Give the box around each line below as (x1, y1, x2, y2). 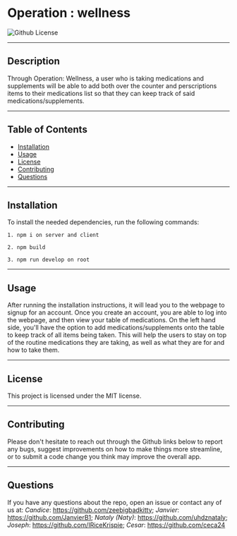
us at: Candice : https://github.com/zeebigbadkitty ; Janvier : (7, 506, 180, 514)
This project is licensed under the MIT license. (7, 391, 142, 400)
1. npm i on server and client (7, 231, 99, 239)
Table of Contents (7, 123, 88, 135)
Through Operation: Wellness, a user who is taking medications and (7, 74, 205, 83)
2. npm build (7, 244, 46, 251)
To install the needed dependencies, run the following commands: (7, 218, 200, 226)
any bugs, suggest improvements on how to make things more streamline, (7, 444, 222, 453)
